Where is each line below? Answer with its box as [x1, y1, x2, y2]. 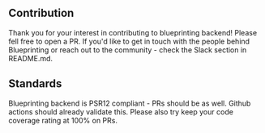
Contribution [8, 6, 75, 20]
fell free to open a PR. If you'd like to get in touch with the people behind [8, 36, 250, 46]
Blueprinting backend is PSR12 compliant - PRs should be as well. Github [8, 98, 251, 108]
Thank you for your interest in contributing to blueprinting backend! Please [8, 27, 258, 37]
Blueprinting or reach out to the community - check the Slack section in [8, 44, 247, 55]
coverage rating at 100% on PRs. [8, 115, 118, 125]
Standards [8, 77, 62, 91]
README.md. [8, 53, 53, 63]
